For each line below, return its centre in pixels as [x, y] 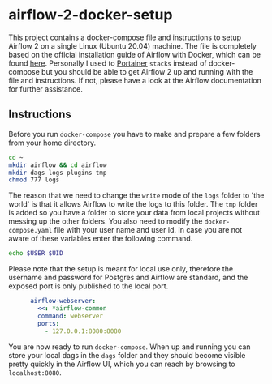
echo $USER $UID [36, 254]
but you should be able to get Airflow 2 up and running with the [147, 71]
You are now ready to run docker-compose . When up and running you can [130, 347]
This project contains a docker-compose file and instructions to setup [125, 37]
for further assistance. [45, 89]
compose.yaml [30, 231]
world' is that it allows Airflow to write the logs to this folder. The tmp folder [133, 204]
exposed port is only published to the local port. [89, 286]
